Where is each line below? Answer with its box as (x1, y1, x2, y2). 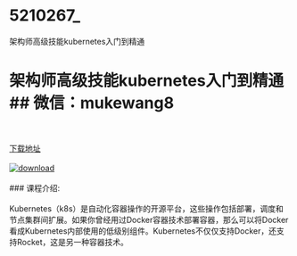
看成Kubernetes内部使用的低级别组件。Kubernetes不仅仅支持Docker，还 (9, 225, 277, 236)
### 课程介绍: (9, 182, 61, 193)
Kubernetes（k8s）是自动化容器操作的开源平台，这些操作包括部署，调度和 (9, 202, 284, 214)
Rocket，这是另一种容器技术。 (16, 236, 129, 247)
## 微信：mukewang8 (9, 93, 175, 113)
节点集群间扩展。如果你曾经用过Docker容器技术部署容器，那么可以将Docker (9, 214, 289, 225)
